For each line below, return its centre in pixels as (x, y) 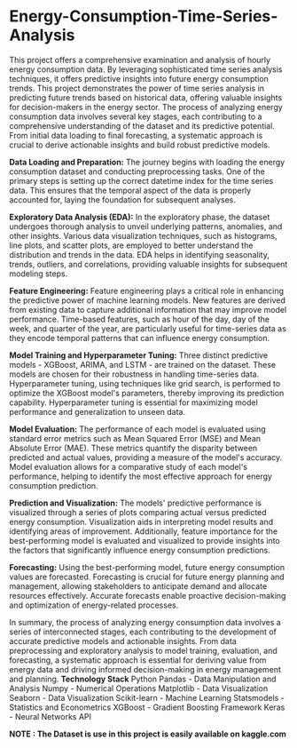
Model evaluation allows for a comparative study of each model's (129, 466)
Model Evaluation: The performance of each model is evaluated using (137, 429)
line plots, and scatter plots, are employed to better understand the (131, 245)
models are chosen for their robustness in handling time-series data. (134, 374)
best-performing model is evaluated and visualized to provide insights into (145, 540)
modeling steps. (39, 274)
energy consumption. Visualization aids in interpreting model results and (141, 521)
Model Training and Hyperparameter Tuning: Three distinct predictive (139, 355)
